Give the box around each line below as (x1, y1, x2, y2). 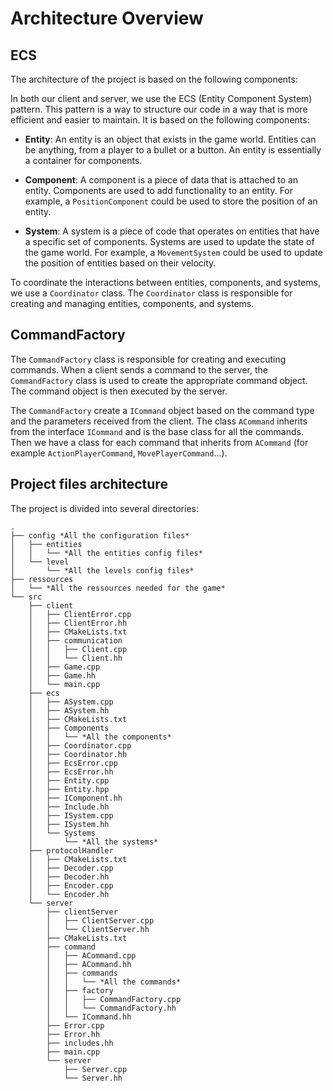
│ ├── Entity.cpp (28, 775, 110, 786)
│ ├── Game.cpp (28, 662, 101, 672)
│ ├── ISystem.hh (28, 819, 110, 829)
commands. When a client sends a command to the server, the (10, 363, 268, 376)
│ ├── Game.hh (28, 670, 97, 681)
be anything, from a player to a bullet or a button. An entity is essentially (24, 144, 322, 156)
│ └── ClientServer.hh (46, 924, 150, 934)
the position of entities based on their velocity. (24, 257, 217, 269)
